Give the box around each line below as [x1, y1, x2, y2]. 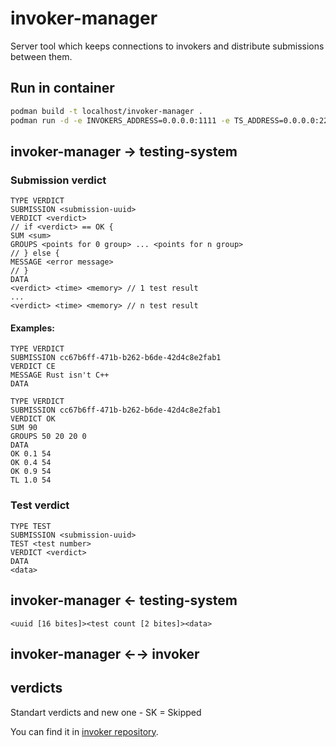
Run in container [10, 80, 115, 97]
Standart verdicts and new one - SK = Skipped [10, 706, 202, 718]
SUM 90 [10, 423, 38, 433]
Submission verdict [10, 173, 107, 187]
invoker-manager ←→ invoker [10, 645, 200, 662]
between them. [10, 50, 73, 62]
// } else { [10, 248, 60, 259]
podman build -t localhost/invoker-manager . [10, 106, 203, 116]
